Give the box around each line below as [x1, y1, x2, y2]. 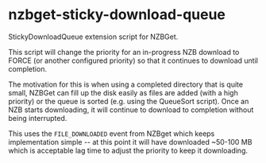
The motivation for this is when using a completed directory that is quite [8, 80, 244, 89]
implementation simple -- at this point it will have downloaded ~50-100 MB [8, 137, 253, 146]
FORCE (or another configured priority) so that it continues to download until [8, 56, 258, 65]
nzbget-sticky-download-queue [8, 6, 226, 24]
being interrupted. [8, 113, 67, 122]
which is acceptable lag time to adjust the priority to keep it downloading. [8, 146, 249, 155]
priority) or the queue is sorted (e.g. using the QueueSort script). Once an [8, 96, 249, 106]
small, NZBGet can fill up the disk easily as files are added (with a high [8, 87, 238, 97]
